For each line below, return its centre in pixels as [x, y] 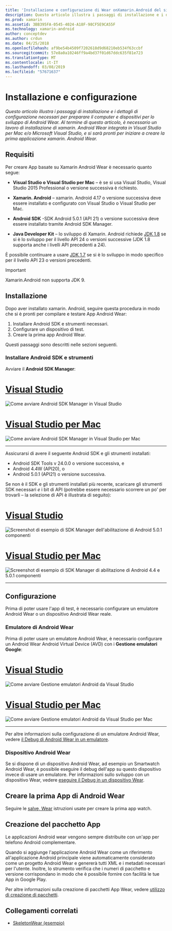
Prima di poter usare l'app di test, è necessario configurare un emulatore [82, 609]
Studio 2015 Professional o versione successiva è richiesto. [75, 188]
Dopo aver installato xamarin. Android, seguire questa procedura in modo [83, 308]
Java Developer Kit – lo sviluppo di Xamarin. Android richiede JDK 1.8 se [89, 234]
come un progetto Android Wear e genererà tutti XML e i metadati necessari [85, 863]
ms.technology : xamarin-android [40, 29]
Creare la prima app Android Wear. [49, 334]
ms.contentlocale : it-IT [32, 62]
